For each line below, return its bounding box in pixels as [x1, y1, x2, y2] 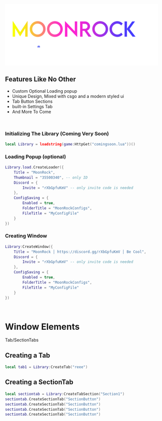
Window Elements [5, 321, 80, 332]
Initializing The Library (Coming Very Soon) [5, 130, 109, 137]
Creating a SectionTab [5, 378, 74, 387]
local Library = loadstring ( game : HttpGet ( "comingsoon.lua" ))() [5, 142, 136, 146]
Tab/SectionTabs [5, 337, 39, 343]
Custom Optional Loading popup [12, 88, 78, 94]
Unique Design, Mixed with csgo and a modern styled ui [12, 93, 125, 99]
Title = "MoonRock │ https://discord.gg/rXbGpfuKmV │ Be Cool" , [14, 249, 146, 254]
